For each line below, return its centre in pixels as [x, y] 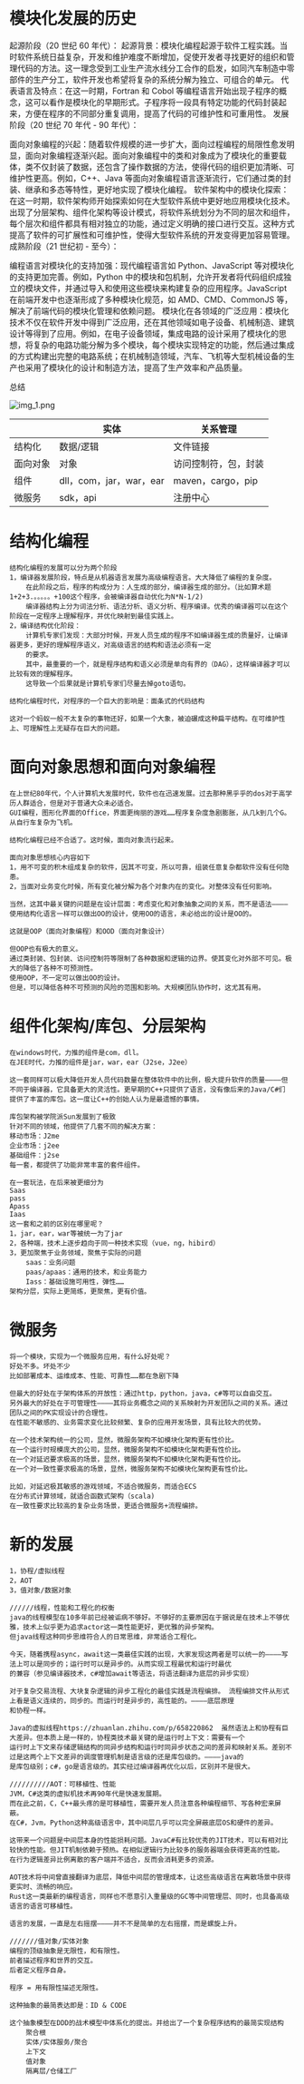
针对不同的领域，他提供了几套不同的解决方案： [84, 1126]
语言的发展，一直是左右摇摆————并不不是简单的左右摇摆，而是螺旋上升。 [125, 1923]
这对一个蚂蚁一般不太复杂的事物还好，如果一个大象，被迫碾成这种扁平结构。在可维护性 [147, 719]
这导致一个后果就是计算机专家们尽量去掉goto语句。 [108, 683]
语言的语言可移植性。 [43, 1906]
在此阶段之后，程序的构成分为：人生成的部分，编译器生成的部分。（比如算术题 [148, 587]
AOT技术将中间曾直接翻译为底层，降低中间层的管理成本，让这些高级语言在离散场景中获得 [150, 1877]
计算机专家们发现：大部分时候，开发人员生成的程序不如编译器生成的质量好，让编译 [157, 635]
